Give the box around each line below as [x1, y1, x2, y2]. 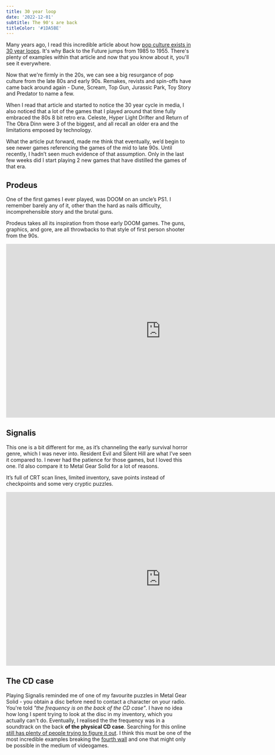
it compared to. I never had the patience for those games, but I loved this [6, 456, 182, 463]
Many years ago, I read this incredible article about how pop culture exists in [6, 41, 191, 48]
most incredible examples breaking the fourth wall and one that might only [6, 736, 186, 743]
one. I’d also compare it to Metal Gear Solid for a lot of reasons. [6, 462, 159, 469]
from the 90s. [6, 232, 39, 239]
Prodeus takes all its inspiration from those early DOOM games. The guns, [6, 220, 186, 227]
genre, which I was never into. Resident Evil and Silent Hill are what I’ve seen [6, 450, 192, 457]
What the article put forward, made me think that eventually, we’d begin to [6, 138, 185, 145]
